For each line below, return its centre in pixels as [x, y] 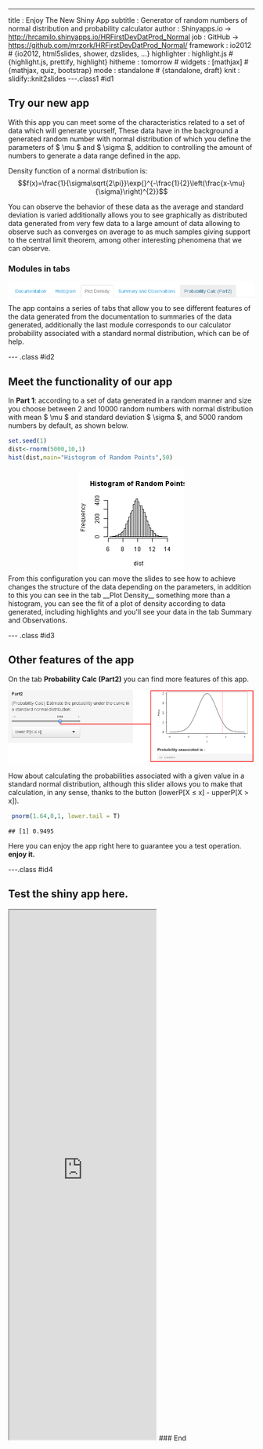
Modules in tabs [39, 268]
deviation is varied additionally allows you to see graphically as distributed [128, 215]
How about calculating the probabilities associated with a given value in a [126, 776]
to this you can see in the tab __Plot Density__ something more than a [119, 595]
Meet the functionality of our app [90, 381]
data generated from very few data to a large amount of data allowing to [124, 223]
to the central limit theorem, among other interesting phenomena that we [125, 239]
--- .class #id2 [31, 357]
